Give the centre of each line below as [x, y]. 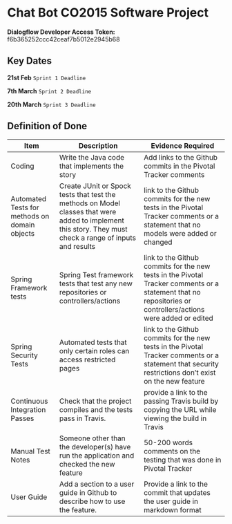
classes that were [88, 212]
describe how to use [92, 501]
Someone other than [92, 438]
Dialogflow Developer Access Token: [61, 32]
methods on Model [90, 203]
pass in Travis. [83, 418]
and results [77, 246]
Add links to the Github [181, 157]
